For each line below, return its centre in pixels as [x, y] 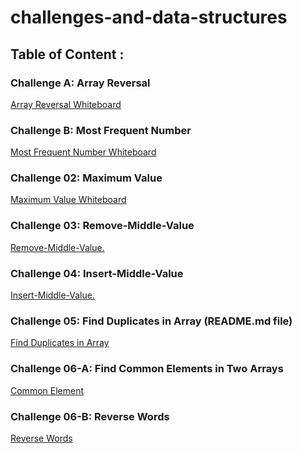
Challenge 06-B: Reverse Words [90, 416]
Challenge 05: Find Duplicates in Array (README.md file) [151, 321]
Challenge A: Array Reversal [80, 83]
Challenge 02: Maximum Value [86, 178]
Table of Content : [67, 54]
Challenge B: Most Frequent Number [101, 130]
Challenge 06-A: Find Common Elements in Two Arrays [147, 369]
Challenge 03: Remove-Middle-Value [102, 226]
